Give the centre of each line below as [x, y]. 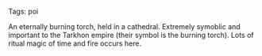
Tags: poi [23, 11]
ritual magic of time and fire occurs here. [75, 43]
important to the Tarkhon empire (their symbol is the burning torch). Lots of [131, 35]
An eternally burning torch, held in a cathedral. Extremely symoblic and [124, 26]
